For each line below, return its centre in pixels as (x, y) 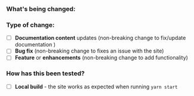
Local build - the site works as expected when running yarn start (96, 86)
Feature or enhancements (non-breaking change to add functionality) (101, 58)
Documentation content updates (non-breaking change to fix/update (100, 38)
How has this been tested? (45, 73)
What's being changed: (41, 9)
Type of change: (30, 24)
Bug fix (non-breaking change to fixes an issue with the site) (89, 51)
